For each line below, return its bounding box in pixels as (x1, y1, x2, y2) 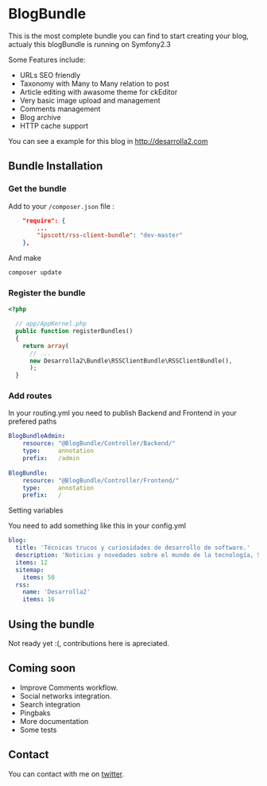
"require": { (22, 216, 66, 225)
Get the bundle (8, 184, 67, 195)
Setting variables (8, 505, 64, 515)
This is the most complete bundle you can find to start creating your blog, (8, 31, 249, 41)
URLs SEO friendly (19, 70, 81, 79)
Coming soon (8, 661, 76, 676)
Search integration (19, 699, 81, 709)
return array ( (22, 342, 69, 350)
